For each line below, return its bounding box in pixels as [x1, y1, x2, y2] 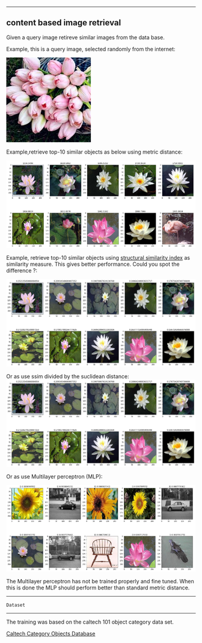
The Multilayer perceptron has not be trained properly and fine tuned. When [6, 577, 194, 585]
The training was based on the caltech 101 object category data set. [6, 618, 174, 626]
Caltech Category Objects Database [6, 630, 96, 637]
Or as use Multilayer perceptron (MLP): [6, 473, 103, 480]
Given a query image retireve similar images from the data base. [6, 34, 165, 41]
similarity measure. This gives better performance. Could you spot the [6, 260, 180, 268]
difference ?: [6, 266, 38, 274]
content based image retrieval [6, 17, 121, 28]
